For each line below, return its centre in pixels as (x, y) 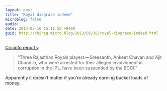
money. (13, 83)
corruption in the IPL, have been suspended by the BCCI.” (77, 68)
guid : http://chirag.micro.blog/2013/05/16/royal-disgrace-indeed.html (82, 33)
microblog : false (23, 19)
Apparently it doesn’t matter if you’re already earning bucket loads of (77, 78)
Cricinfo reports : (22, 48)
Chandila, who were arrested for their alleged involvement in (80, 63)
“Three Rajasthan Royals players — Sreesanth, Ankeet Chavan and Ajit (90, 57)
